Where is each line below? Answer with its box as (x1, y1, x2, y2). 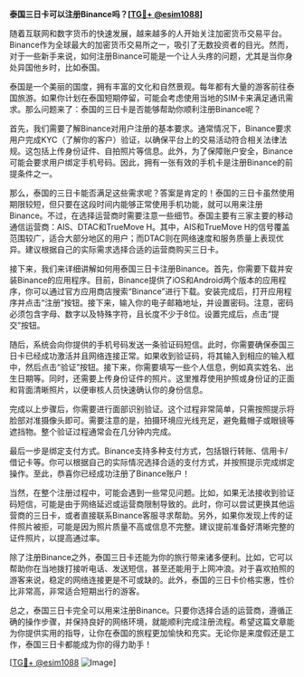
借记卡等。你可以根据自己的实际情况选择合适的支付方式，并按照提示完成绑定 (9, 457, 295, 467)
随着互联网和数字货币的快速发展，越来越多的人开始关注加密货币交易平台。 (9, 28, 287, 39)
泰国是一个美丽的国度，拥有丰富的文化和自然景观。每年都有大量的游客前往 (9, 81, 287, 91)
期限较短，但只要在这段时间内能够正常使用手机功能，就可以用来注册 (9, 199, 263, 209)
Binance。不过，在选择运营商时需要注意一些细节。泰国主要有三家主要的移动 (9, 210, 294, 221)
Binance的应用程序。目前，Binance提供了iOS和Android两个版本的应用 (16, 275, 279, 285)
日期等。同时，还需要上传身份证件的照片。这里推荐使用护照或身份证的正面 (16, 373, 295, 384)
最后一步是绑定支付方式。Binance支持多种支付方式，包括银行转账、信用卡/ (9, 445, 289, 456)
